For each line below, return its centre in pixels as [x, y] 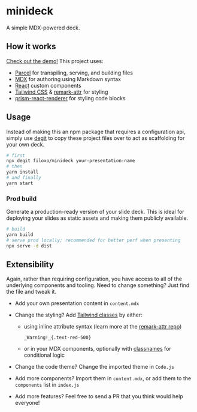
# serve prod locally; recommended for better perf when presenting [93, 240]
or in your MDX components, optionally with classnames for [98, 349]
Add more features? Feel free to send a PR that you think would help [99, 396]
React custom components [48, 85]
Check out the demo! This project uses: [55, 61]
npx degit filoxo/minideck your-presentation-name [71, 161]
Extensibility [30, 265]
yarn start [20, 183]
